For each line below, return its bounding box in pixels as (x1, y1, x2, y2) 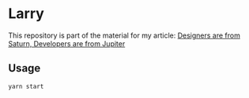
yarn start (8, 82, 44, 90)
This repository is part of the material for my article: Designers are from (8, 31, 241, 40)
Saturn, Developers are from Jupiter (8, 38, 126, 48)
